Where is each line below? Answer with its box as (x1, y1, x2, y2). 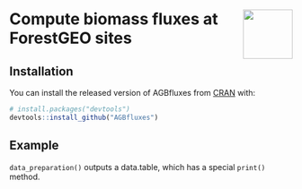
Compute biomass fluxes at (9, 9, 218, 30)
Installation (9, 64, 74, 79)
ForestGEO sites (9, 28, 132, 48)
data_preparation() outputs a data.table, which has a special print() (9, 161, 266, 172)
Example (9, 138, 59, 153)
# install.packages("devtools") (9, 105, 130, 114)
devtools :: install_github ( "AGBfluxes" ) (9, 113, 159, 122)
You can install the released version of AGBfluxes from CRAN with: (9, 88, 256, 98)
